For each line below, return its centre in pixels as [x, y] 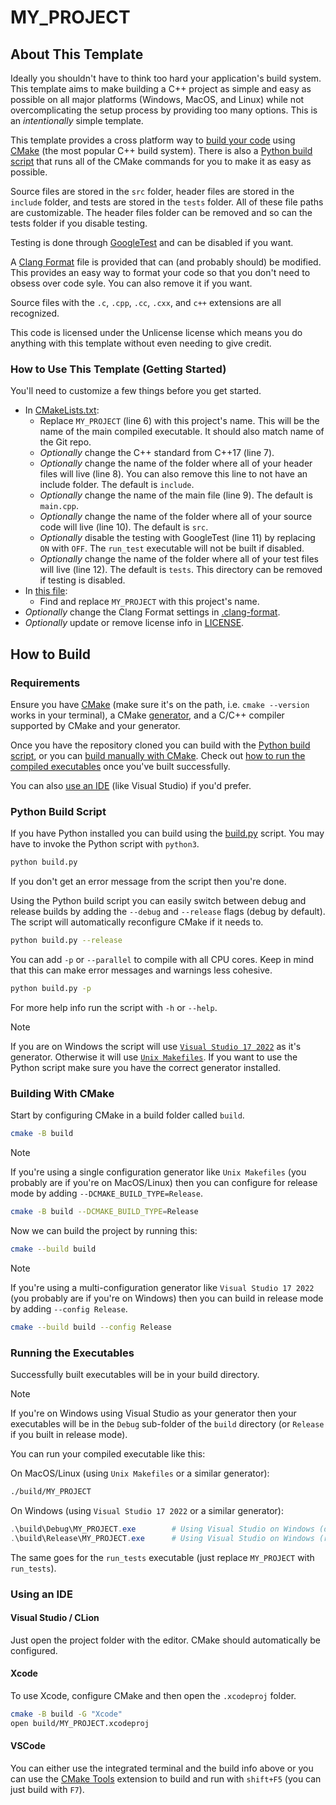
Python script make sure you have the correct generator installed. [146, 1067]
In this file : [46, 591]
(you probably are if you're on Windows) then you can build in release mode [167, 1298]
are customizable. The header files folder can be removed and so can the [161, 212]
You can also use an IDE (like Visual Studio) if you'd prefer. [131, 785]
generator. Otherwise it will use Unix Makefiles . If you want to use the [154, 1057]
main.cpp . [59, 506]
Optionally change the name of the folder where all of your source [176, 517]
